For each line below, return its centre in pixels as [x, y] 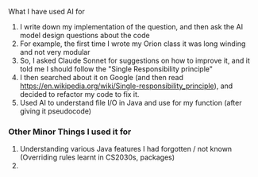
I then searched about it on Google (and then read [102, 77]
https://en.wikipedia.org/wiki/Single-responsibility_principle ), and [126, 86]
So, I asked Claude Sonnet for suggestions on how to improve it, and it [135, 60]
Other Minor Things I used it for [70, 132]
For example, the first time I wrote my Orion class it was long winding [133, 44]
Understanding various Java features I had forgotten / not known [126, 149]
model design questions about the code [85, 35]
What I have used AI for [46, 12]
